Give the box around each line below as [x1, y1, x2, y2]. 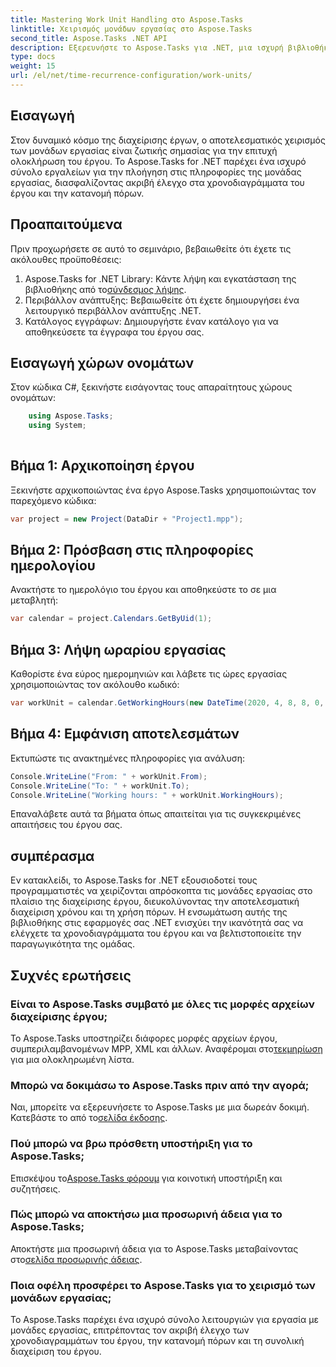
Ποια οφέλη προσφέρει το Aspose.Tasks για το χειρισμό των [10, 1278, 316, 1292]
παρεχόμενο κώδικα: [10, 494, 97, 506]
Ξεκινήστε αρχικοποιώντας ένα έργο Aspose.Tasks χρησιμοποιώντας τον [10, 484, 317, 496]
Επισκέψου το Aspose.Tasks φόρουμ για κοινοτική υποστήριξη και [10, 1172, 283, 1184]
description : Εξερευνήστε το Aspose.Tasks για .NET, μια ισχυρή [10, 42, 284, 53]
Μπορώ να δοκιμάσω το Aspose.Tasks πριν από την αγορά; [10, 1078, 310, 1092]
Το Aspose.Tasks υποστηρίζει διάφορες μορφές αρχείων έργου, [10, 1032, 278, 1044]
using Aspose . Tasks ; [28, 411, 114, 421]
